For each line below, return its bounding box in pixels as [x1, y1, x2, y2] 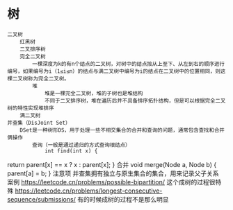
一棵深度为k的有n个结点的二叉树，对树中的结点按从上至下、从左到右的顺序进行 [32, 60, 225, 67]
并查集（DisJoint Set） [7, 119, 71, 126]
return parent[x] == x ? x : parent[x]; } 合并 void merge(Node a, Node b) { [7, 160, 217, 168]
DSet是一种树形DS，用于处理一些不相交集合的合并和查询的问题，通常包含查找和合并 [19, 126, 225, 134]
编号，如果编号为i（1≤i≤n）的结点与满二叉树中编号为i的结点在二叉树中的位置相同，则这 [7, 67, 226, 75]
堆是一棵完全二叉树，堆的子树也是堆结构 [44, 89, 143, 97]
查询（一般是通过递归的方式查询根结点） [32, 141, 131, 148]
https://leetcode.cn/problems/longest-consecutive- [15, 186, 163, 195]
